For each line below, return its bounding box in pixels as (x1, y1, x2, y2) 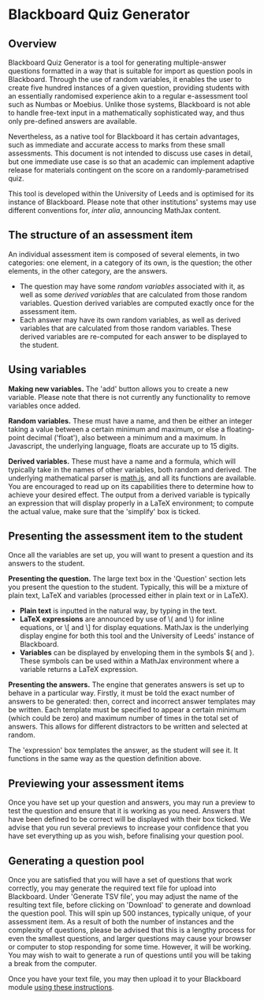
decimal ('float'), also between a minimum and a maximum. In (26, 432, 226, 442)
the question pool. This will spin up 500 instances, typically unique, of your (8, 909, 252, 918)
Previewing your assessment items (8, 777, 184, 790)
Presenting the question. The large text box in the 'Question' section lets (8, 574, 247, 584)
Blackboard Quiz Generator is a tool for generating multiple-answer (8, 58, 227, 67)
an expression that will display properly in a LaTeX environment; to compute (8, 498, 255, 508)
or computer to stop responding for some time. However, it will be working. (8, 942, 251, 952)
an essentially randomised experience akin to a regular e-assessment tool (8, 91, 248, 100)
